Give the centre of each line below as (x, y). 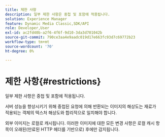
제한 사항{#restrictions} (53, 81)
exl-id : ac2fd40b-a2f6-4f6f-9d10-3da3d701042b (54, 33)
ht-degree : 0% (20, 51)
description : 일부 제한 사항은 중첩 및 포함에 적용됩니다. (58, 14)
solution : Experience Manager (36, 19)
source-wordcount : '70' (30, 46)
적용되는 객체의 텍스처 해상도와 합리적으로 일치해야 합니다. (61, 113)
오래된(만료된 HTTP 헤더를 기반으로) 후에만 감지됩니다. (67, 130)
